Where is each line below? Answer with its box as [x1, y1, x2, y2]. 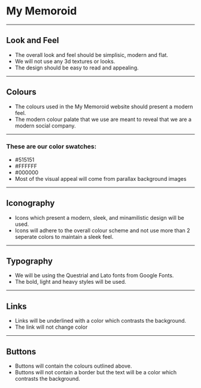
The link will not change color [14, 323, 88, 331]
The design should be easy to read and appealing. [14, 64, 139, 71]
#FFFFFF [14, 162, 38, 169]
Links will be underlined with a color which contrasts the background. [14, 317, 187, 325]
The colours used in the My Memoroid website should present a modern [14, 103, 193, 110]
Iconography [6, 198, 55, 208]
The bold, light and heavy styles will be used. [14, 278, 127, 286]
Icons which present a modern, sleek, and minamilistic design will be [14, 214, 184, 221]
